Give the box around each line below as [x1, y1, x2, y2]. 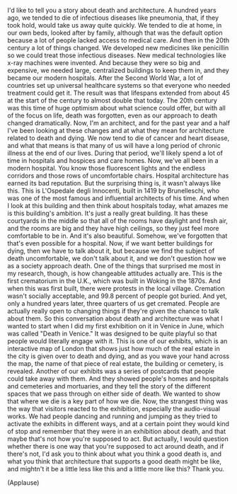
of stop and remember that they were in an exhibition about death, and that [7, 427, 226, 435]
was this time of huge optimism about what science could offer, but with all [7, 104, 226, 112]
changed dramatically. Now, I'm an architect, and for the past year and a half [7, 119, 231, 127]
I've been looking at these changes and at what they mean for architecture [7, 127, 225, 134]
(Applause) [7, 478, 40, 487]
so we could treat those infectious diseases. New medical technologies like [7, 51, 226, 59]
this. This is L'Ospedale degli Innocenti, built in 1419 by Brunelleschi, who [7, 187, 220, 195]
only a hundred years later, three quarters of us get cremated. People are [7, 299, 221, 307]
